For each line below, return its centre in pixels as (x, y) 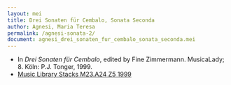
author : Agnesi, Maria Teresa (51, 26)
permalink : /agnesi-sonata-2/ (51, 33)
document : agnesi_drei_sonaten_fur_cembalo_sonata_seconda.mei (101, 40)
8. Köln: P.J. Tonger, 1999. (55, 67)
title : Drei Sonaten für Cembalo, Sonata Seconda (81, 20)
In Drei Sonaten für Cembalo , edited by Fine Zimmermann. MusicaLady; (121, 59)
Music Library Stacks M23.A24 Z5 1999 (74, 75)
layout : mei (24, 14)
